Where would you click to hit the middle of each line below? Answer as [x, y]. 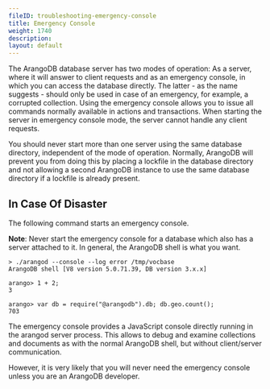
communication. [35, 352]
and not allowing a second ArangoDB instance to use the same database [129, 170]
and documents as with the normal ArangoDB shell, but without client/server [135, 343]
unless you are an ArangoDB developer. [74, 376]
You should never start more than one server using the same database [125, 144]
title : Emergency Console [52, 23]
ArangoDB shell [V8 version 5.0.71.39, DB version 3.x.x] [108, 269]
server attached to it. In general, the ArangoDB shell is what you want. [125, 247]
